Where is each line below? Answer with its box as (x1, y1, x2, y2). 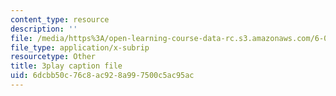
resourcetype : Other (10, 52, 97, 62)
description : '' (10, 24, 78, 34)
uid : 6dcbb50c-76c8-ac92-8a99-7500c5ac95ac (10, 71, 195, 81)
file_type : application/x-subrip (10, 42, 150, 53)
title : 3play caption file (10, 61, 123, 71)
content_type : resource (10, 14, 110, 25)
